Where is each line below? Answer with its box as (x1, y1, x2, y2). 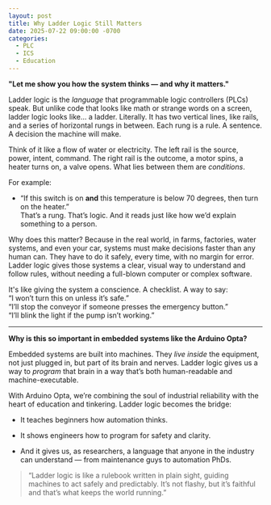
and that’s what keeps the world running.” (27, 487, 167, 497)
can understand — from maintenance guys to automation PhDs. (19, 454, 232, 465)
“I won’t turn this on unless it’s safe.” (8, 292, 129, 303)
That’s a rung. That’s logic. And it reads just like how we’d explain (19, 210, 236, 220)
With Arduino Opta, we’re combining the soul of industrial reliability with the (8, 390, 260, 400)
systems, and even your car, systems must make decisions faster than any (8, 243, 256, 253)
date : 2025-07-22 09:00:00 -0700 (8, 27, 121, 35)
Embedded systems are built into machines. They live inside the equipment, (8, 349, 260, 359)
